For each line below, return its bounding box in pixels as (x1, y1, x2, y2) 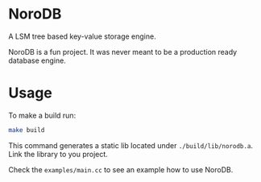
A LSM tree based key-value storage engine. (8, 31, 156, 41)
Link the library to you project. (8, 149, 109, 159)
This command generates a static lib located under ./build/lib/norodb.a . (8, 140, 254, 150)
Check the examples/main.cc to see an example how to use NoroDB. (8, 164, 234, 174)
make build (8, 126, 45, 134)
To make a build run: (8, 110, 77, 120)
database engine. (8, 56, 66, 65)
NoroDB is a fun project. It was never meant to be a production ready (8, 47, 238, 56)
